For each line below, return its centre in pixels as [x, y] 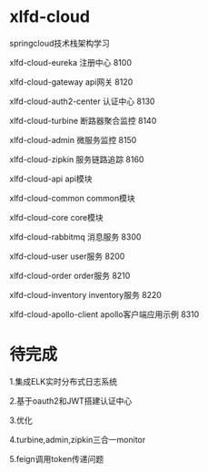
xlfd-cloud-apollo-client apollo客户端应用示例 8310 [104, 314]
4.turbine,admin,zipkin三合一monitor [78, 439]
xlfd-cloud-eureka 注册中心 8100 [70, 62]
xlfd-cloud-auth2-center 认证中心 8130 [82, 101]
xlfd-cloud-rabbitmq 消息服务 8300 [75, 236]
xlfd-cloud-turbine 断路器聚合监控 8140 [83, 120]
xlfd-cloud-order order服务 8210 [70, 275]
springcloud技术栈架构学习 [60, 43]
